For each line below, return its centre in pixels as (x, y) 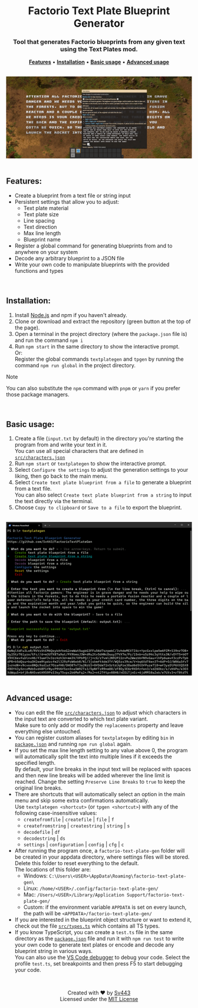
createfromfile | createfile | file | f (69, 819)
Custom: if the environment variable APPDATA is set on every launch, (105, 907)
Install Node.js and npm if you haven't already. (71, 315)
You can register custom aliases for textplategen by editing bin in (94, 738)
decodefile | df (42, 831)
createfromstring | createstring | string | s (77, 826)
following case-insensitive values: (56, 813)
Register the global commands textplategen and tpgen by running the (99, 359)
